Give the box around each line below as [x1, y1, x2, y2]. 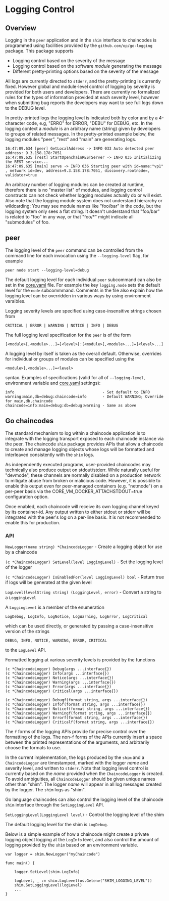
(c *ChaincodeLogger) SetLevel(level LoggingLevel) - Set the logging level [5, 559, 163, 565]
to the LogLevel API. [5, 647, 46, 653]
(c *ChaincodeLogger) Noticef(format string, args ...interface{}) [5, 706, 150, 711]
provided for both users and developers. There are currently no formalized [5, 89, 160, 95]
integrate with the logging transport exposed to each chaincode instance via [5, 435, 164, 441]
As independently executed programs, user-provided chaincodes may [5, 461, 151, 467]
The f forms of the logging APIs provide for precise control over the [5, 728, 146, 734]
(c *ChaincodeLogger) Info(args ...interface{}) [5, 671, 109, 676]
